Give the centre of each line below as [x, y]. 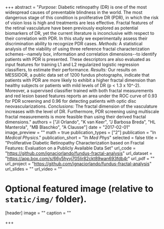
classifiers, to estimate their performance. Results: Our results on [71, 70]
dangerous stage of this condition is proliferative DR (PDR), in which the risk [82, 17]
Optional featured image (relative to [79, 189]
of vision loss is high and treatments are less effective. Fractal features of [79, 23]
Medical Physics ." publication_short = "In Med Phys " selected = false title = [82, 138]
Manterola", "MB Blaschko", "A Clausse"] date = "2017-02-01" [68, 127]
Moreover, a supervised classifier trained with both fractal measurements [79, 91]
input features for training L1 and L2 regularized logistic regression [72, 64]
